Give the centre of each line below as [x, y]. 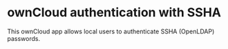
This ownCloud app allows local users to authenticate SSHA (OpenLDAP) [111, 31]
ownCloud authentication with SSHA [114, 13]
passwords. [23, 38]
